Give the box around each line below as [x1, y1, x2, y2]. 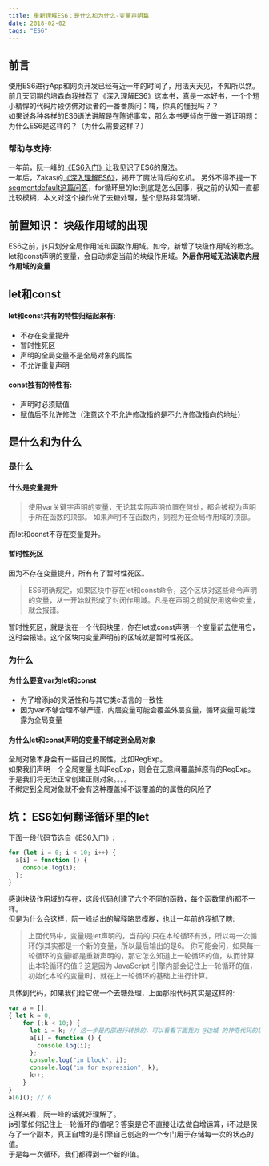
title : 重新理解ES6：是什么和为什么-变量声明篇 [8, 11, 150, 20]
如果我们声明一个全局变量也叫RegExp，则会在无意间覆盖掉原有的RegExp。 [8, 765, 255, 774]
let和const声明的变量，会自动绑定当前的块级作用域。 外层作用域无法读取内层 [8, 252, 259, 261]
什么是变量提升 [8, 482, 58, 492]
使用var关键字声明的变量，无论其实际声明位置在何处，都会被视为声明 [27, 502, 256, 511]
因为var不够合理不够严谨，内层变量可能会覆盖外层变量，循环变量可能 [19, 704, 248, 714]
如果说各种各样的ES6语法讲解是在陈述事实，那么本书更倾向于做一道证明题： [8, 111, 260, 121]
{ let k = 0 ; [8, 1011, 52, 1020]
